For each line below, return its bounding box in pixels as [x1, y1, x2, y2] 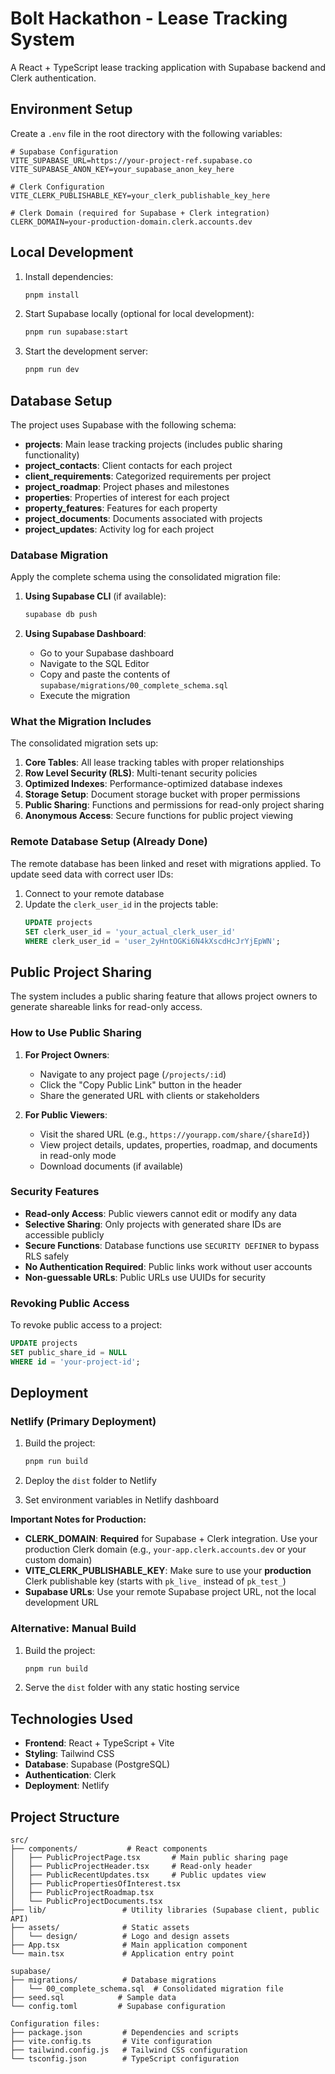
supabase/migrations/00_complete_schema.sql [39, 681, 229, 691]
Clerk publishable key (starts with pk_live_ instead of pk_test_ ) [24, 1575, 287, 1587]
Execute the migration [39, 690, 131, 702]
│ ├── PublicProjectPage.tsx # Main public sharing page [10, 1853, 288, 1863]
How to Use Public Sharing [10, 1026, 142, 1040]
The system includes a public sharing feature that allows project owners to [10, 990, 318, 1002]
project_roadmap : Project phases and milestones [24, 481, 230, 492]
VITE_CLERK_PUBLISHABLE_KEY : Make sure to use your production [24, 1565, 312, 1577]
